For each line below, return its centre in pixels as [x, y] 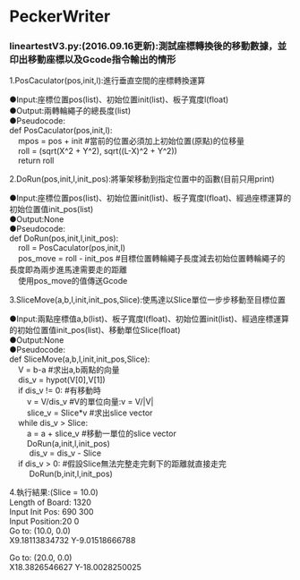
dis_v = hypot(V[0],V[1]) [61, 380]
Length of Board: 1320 [51, 502]
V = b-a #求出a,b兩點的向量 [69, 370]
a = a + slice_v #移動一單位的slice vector [101, 434]
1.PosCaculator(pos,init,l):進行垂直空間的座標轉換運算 [107, 81]
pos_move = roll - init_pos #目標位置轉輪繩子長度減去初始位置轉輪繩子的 [151, 259]
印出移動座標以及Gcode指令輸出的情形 [93, 60]
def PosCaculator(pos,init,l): [61, 131]
